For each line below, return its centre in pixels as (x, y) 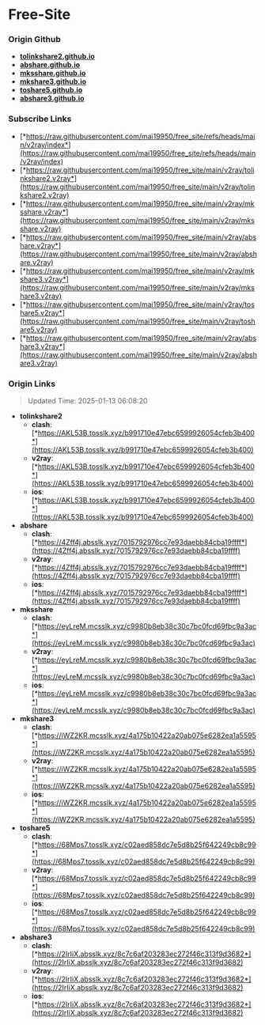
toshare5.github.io (51, 90)
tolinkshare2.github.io (57, 56)
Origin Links (32, 384)
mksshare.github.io (53, 74)
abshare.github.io (50, 65)
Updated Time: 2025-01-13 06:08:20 (87, 401)
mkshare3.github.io (53, 81)
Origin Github (35, 40)
